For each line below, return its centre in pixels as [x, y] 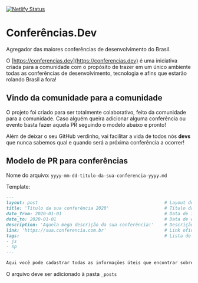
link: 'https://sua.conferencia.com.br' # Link [93, 230]
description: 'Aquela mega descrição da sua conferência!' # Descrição [100, 225]
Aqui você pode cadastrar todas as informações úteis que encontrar [92, 263]
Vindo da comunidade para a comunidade [84, 98]
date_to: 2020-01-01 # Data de [97, 219]
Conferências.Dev [52, 33]
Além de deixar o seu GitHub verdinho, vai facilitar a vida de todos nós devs [98, 136]
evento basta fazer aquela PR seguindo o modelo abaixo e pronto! [86, 124]
